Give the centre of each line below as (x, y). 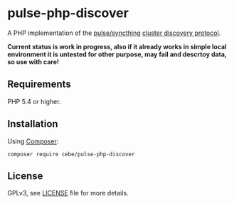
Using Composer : (33, 141)
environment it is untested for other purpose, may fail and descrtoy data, (117, 54)
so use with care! (33, 61)
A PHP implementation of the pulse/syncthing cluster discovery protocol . (114, 33)
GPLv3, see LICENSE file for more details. (68, 193)
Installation (33, 124)
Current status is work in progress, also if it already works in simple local (117, 46)
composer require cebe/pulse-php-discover (71, 154)
